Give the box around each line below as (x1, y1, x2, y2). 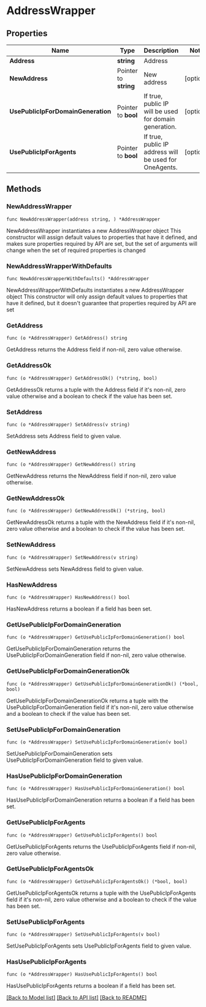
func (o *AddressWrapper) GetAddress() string (6, 335, 128, 341)
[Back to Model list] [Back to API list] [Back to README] (6, 994, 147, 1001)
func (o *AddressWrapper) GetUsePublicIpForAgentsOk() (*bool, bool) (6, 878, 188, 884)
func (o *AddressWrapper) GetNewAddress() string (6, 462, 136, 468)
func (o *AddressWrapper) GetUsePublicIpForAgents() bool (6, 832, 158, 838)
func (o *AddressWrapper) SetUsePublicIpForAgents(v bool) (6, 932, 161, 938)
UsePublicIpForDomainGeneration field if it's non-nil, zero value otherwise (6, 703, 194, 711)
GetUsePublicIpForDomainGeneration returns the (6, 645, 131, 653)
